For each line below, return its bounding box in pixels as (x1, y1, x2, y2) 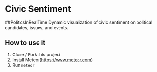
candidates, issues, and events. (5, 24, 69, 30)
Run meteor (12, 62, 35, 68)
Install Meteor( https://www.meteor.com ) (12, 57, 93, 63)
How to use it (5, 39, 46, 47)
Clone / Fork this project (12, 52, 61, 57)
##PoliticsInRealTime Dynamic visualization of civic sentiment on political (5, 19, 153, 25)
